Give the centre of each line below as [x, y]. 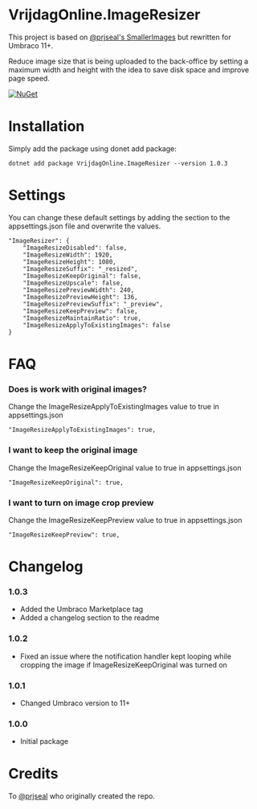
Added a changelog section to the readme [90, 618]
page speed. [29, 78]
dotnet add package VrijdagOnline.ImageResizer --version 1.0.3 [118, 163]
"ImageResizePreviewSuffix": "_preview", [93, 304]
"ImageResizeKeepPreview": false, [80, 311]
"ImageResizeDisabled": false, [75, 248]
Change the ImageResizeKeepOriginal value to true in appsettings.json [125, 467]
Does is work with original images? [78, 389]
